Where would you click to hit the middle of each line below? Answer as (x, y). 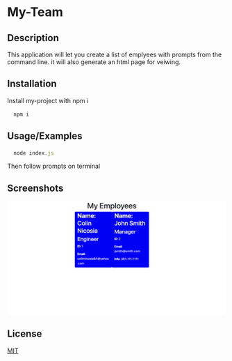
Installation (32, 84)
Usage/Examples (45, 136)
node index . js (34, 153)
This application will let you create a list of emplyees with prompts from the (115, 54)
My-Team (35, 12)
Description (33, 38)
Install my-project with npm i (48, 100)
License (25, 334)
